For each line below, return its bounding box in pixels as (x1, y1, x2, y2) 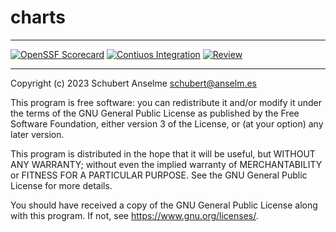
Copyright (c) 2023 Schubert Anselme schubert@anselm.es (10, 77, 258, 89)
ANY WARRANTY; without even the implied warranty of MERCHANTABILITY (10, 158, 323, 170)
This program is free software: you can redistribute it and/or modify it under (10, 96, 322, 108)
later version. (10, 128, 65, 140)
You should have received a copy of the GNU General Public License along (10, 199, 318, 211)
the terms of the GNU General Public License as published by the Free (10, 107, 300, 119)
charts (10, 6, 66, 29)
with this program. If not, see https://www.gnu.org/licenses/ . (10, 209, 259, 221)
